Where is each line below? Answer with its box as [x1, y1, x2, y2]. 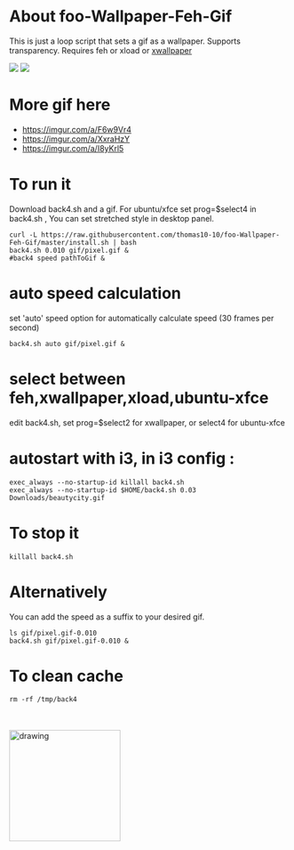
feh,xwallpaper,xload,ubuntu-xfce [9, 387, 269, 408]
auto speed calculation [9, 283, 182, 304]
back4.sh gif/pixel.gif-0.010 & [9, 636, 129, 645]
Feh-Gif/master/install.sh [9, 238, 109, 247]
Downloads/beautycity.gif [9, 493, 105, 502]
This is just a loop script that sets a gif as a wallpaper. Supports [9, 36, 242, 46]
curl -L [9, 230, 38, 239]
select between [9, 368, 126, 389]
